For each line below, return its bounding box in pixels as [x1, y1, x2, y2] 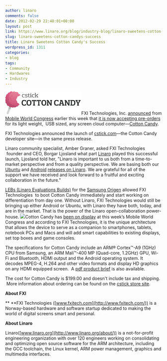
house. [5, 214, 19, 220]
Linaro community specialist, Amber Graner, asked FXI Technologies [5, 145, 145, 151]
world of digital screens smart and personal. [5, 311, 96, 316]
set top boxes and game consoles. [5, 235, 76, 241]
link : [5, 29, 16, 34]
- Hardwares [5, 71, 30, 76]
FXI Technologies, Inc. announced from [81, 110, 162, 116]
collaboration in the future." [5, 177, 61, 183]
